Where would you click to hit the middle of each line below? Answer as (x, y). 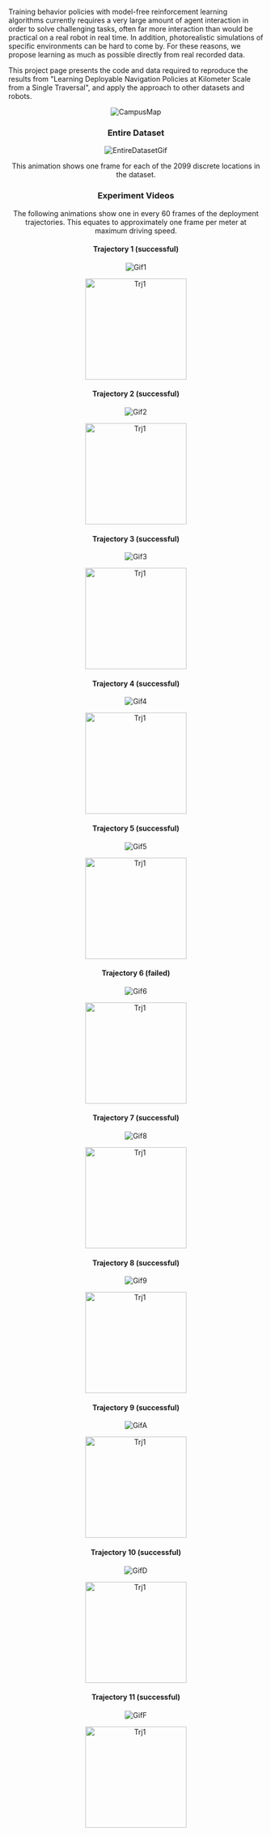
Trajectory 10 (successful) (136, 1553)
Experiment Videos (136, 196)
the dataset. (136, 175)
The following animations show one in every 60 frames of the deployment (136, 213)
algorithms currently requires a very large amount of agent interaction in (129, 20)
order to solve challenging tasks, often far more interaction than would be (131, 29)
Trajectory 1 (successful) (136, 249)
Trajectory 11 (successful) (136, 1697)
